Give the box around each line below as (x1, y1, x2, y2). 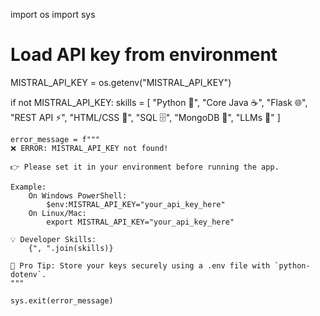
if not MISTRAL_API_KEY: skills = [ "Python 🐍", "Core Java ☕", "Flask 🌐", (10, 96, 308, 108)
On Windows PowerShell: (28, 190, 128, 201)
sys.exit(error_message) (10, 295, 114, 306)
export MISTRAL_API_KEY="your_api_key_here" (46, 217, 235, 227)
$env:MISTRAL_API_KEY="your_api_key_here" (46, 199, 226, 209)
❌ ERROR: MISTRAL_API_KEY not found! (10, 143, 169, 153)
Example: (10, 182, 47, 192)
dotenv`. (10, 269, 47, 279)
